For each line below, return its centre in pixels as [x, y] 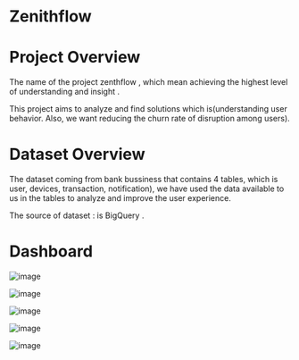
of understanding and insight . [65, 92]
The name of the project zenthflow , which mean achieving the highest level [149, 82]
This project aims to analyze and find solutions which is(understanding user [148, 109]
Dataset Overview [77, 155]
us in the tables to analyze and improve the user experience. [120, 198]
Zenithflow [50, 17]
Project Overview [75, 58]
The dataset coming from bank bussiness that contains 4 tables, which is [144, 180]
